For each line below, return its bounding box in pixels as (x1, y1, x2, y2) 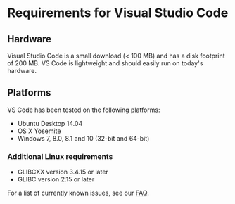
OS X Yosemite (17, 127, 61, 135)
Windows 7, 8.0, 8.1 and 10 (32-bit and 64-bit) (17, 134, 150, 142)
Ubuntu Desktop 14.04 (17, 119, 83, 127)
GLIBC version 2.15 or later (17, 175, 95, 184)
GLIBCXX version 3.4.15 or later (17, 167, 109, 177)
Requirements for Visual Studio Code (7, 5, 229, 21)
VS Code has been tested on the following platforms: (7, 106, 160, 114)
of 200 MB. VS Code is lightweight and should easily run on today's (7, 59, 203, 68)
